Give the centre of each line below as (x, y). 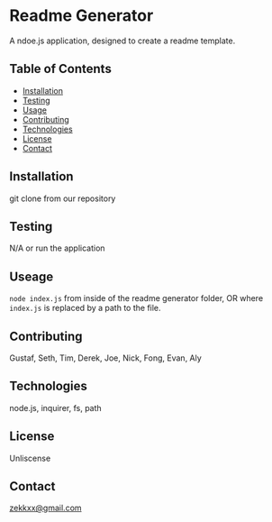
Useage (32, 276)
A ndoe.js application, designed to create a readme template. (122, 41)
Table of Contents (61, 69)
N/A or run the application (57, 248)
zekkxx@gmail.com (46, 508)
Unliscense (30, 458)
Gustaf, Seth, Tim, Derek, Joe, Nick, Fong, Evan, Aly (106, 358)
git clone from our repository (63, 198)
